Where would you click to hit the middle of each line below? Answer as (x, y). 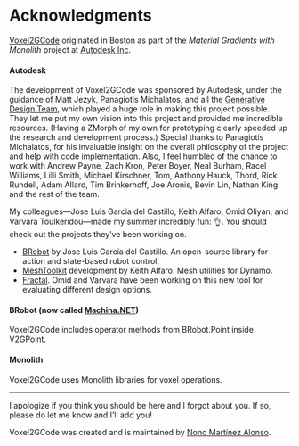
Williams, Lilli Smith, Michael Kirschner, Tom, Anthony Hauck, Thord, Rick (143, 176)
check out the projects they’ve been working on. (98, 235)
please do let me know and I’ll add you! (81, 415)
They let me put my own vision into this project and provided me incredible (146, 119)
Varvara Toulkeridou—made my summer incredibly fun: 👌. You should (138, 222)
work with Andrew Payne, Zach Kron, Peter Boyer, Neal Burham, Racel (138, 166)
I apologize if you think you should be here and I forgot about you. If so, (140, 405)
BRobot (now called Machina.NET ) (74, 310)
